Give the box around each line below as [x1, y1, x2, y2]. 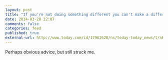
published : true [5, 30, 39, 35]
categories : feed [5, 26, 41, 31]
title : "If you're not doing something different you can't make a [5, 12, 149, 17]
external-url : [5, 35, 35, 40]
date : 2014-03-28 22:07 [5, 16, 55, 21]
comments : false [5, 21, 39, 26]
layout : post [5, 7, 32, 12]
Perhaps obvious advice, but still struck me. [5, 48, 95, 55]
